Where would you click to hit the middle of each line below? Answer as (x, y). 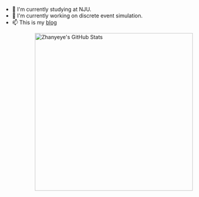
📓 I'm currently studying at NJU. (52, 9)
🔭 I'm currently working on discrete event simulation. (77, 16)
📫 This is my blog (34, 22)
